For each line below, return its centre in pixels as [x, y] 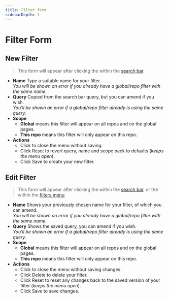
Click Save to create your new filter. [57, 161]
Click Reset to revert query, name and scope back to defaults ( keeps [92, 151]
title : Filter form [26, 10]
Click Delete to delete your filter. [54, 275]
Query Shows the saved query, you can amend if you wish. [74, 226]
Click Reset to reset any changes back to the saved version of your [90, 280]
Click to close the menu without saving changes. [71, 270]
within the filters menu [41, 195]
